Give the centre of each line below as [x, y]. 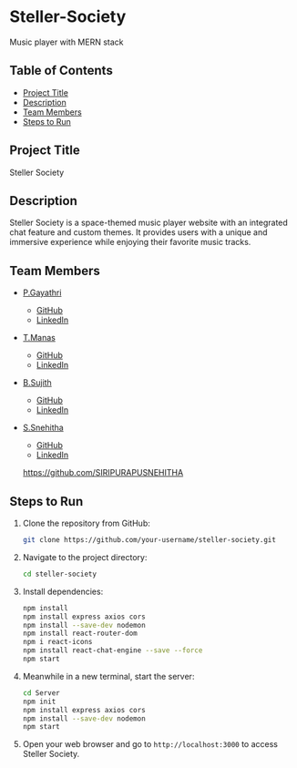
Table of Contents [61, 71]
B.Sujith [37, 383]
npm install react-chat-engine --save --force [113, 650]
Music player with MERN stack [67, 42]
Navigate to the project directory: [85, 557]
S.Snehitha [43, 428]
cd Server [41, 693]
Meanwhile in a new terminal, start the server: [108, 676]
